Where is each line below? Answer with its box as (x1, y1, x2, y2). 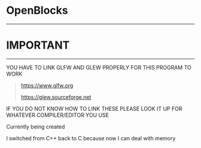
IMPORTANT (6, 38, 70, 52)
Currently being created (6, 123, 65, 130)
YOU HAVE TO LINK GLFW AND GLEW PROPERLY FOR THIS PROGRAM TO (6, 64, 191, 71)
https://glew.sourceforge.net (20, 93, 92, 101)
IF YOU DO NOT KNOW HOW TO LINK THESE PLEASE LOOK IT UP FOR (6, 105, 182, 112)
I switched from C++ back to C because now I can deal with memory (6, 134, 176, 141)
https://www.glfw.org (20, 81, 74, 89)
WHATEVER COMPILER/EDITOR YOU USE (6, 111, 109, 119)
